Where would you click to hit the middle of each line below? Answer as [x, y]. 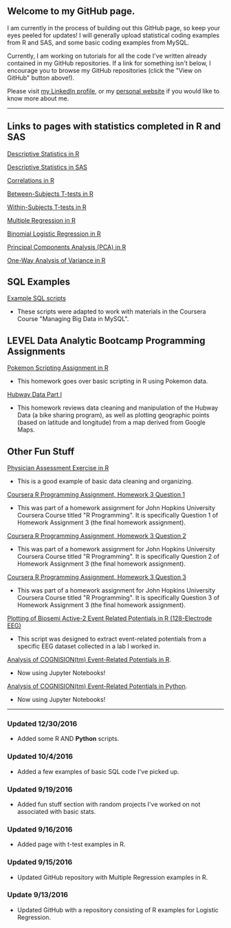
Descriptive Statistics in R [43, 153]
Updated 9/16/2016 [40, 829]
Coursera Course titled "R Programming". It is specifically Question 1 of [118, 516]
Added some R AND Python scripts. [68, 739]
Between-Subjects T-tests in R [51, 194]
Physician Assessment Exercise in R [58, 468]
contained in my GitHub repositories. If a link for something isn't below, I [109, 63]
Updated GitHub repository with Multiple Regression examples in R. [112, 877]
